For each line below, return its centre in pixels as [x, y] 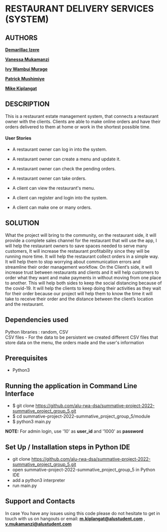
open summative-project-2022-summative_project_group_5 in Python [84, 470]
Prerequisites [26, 358]
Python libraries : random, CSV [37, 332]
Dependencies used [37, 320]
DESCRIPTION [27, 104]
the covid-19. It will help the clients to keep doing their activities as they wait [83, 288]
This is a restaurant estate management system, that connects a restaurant [82, 116]
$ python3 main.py [32, 422]
